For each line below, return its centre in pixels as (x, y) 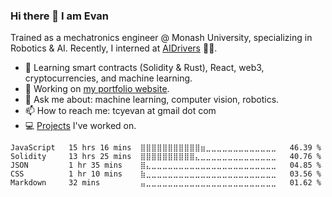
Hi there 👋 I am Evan (60, 16)
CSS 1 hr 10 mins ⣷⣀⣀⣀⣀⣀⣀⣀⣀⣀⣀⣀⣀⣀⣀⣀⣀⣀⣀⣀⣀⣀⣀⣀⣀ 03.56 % (166, 174)
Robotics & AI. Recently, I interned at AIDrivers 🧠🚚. (114, 48)
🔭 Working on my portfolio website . (97, 89)
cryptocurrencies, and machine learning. (108, 78)
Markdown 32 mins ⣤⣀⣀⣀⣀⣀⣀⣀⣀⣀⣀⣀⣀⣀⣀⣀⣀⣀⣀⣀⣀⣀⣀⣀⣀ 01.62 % (166, 183)
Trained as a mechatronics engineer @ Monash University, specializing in (161, 38)
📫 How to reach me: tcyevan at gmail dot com (120, 111)
